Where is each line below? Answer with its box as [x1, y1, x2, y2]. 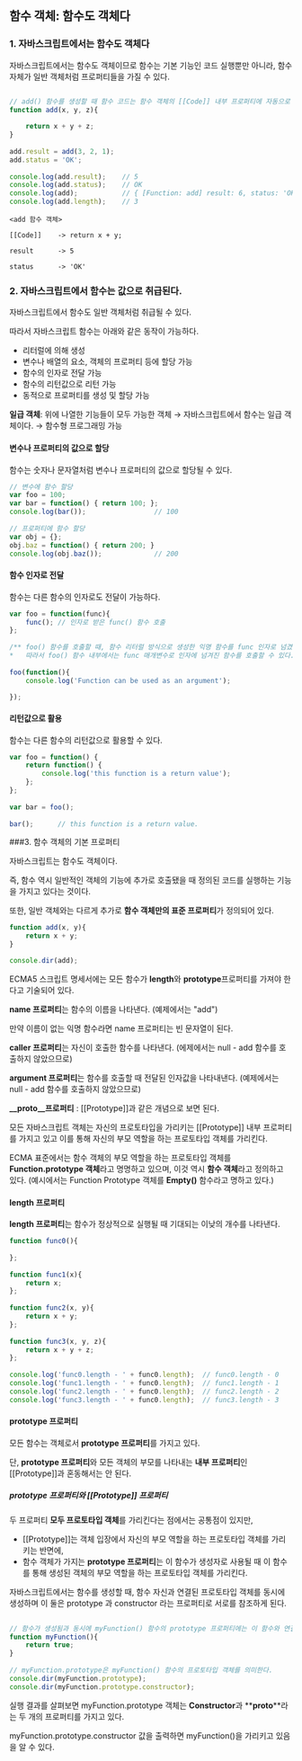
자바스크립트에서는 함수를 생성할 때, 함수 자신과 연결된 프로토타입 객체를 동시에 [9, 1586, 286, 1597]
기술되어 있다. [25, 984, 75, 995]
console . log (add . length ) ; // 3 [9, 197, 139, 207]
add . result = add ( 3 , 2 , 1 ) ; [9, 147, 115, 156]
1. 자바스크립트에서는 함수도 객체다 [9, 38, 150, 50]
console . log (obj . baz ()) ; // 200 [9, 549, 179, 558]
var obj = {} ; [9, 532, 63, 541]
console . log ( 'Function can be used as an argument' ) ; [25, 676, 231, 685]
